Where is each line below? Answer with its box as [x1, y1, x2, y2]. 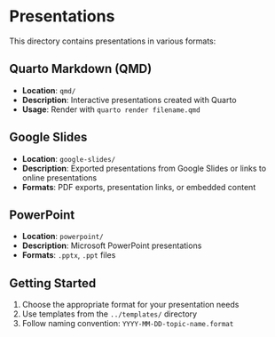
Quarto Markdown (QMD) [9, 61, 153, 76]
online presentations [21, 172, 98, 183]
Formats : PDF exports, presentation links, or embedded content [21, 181, 256, 192]
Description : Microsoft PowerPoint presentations [21, 240, 202, 251]
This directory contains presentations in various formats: [9, 36, 216, 46]
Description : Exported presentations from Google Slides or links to [21, 163, 267, 173]
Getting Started [9, 276, 97, 291]
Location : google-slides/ [21, 153, 116, 164]
